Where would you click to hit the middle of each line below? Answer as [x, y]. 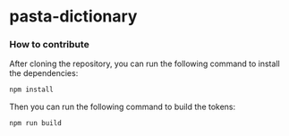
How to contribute [49, 45]
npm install [31, 90]
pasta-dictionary [73, 17]
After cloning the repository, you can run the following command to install [144, 64]
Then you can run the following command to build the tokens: [123, 107]
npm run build [36, 123]
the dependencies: [44, 73]
